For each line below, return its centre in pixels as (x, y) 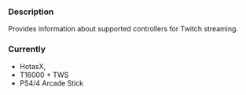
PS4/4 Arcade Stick (51, 83)
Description (31, 12)
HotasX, (33, 66)
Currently (27, 49)
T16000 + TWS (44, 75)
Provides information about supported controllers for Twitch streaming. (123, 29)
